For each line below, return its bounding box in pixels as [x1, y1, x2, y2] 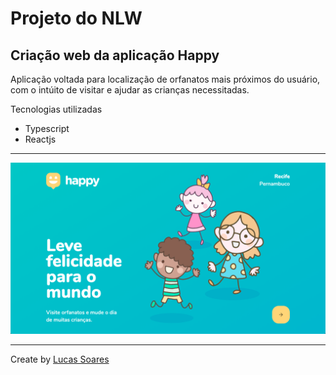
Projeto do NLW [10, 7, 143, 30]
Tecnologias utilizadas [10, 103, 103, 115]
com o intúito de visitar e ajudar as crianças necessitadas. [10, 84, 250, 96]
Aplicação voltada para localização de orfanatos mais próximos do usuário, [10, 73, 321, 85]
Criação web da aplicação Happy [10, 47, 220, 64]
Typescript [24, 123, 70, 134]
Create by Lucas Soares [10, 353, 110, 365]
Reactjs [24, 133, 57, 145]
